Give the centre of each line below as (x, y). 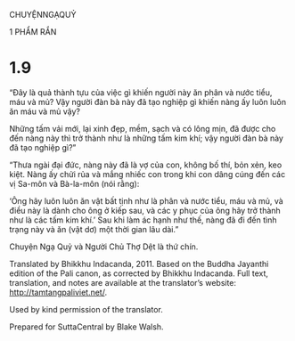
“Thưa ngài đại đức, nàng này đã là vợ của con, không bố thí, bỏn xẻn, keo (146, 165)
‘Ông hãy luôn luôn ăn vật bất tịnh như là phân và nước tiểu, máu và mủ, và (146, 200)
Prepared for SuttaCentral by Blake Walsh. (86, 327)
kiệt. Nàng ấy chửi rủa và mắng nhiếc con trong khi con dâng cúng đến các (147, 174)
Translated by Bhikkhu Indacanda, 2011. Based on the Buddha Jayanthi (139, 264)
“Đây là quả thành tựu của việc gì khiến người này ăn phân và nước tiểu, (141, 92)
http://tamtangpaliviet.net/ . (58, 292)
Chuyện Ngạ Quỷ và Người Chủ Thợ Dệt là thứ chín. (104, 247)
